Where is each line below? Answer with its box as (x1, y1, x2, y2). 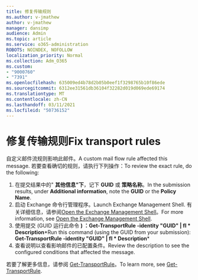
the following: (6, 169, 40, 176)
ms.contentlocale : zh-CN (6, 96, 67, 102)
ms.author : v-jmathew (6, 14, 60, 20)
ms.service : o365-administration (6, 42, 89, 48)
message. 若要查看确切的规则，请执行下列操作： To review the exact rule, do (6, 163, 192, 170)
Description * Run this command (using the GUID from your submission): (14, 229, 191, 236)
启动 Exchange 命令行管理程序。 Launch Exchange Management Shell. (14, 201, 186, 208)
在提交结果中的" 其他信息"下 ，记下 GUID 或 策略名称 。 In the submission (14, 181, 191, 189)
